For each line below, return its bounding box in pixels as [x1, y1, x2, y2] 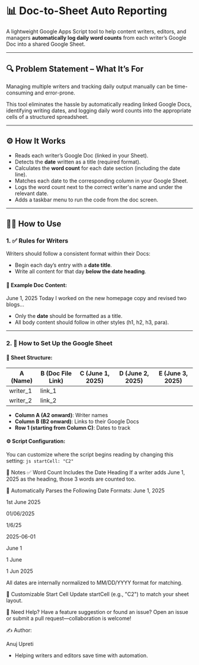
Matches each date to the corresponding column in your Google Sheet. [14, 177, 188, 184]
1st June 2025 [6, 498, 41, 505]
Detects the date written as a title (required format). [14, 158, 141, 165]
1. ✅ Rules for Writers [6, 237, 69, 245]
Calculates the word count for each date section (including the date [14, 164, 181, 172]
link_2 [40, 396, 57, 404]
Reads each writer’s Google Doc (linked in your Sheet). [14, 152, 149, 159]
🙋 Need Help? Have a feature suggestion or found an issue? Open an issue [6, 608, 188, 615]
